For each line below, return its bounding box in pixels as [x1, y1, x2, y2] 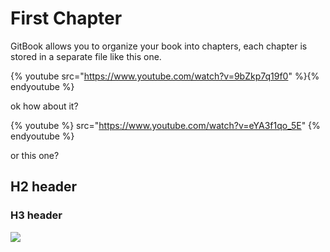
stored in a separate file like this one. [10, 50, 162, 62]
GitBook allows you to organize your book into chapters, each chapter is [10, 40, 308, 52]
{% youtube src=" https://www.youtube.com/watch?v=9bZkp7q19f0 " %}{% [10, 70, 320, 82]
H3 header [10, 208, 63, 222]
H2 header [10, 178, 78, 196]
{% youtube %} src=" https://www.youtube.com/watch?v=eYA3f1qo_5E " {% [10, 119, 321, 131]
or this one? [10, 149, 60, 161]
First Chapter [10, 7, 123, 30]
